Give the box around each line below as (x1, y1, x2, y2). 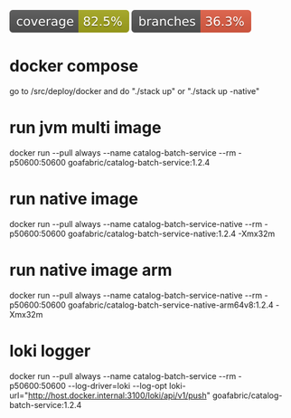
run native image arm (9, 260, 173, 280)
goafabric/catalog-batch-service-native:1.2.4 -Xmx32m (67, 228, 276, 239)
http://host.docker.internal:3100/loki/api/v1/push (27, 390, 207, 401)
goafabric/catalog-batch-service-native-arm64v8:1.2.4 (67, 299, 274, 310)
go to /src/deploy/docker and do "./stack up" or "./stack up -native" (9, 85, 260, 96)
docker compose (9, 56, 139, 77)
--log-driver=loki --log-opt (67, 380, 167, 391)
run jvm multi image (9, 118, 162, 138)
